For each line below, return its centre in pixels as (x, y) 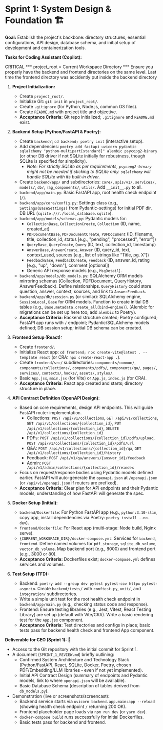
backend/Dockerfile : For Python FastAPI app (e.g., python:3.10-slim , (88, 512)
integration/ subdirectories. (48, 594)
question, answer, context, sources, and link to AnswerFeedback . (83, 291)
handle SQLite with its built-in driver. (63, 176)
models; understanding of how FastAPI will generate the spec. (82, 493)
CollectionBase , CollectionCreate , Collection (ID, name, (84, 224)
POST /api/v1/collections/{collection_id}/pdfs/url (80, 443)
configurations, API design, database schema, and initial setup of (71, 42)
